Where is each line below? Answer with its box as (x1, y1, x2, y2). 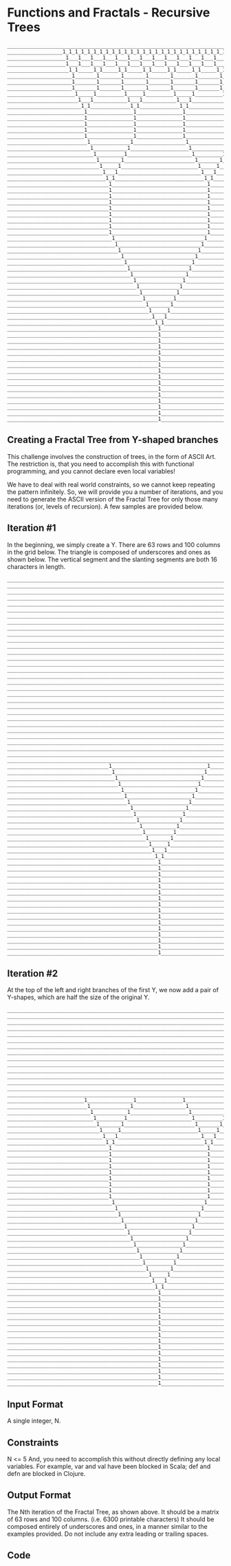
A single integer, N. (7, 1417, 61, 1425)
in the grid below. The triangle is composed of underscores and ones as (7, 548, 211, 556)
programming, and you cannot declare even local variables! (7, 466, 175, 475)
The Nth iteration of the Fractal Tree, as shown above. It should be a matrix (7, 1508, 219, 1516)
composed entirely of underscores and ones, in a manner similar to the (7, 1522, 208, 1530)
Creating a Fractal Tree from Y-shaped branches (7, 434, 219, 446)
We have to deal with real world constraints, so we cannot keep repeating (7, 480, 215, 489)
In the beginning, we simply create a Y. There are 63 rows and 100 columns (7, 540, 221, 548)
